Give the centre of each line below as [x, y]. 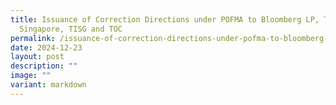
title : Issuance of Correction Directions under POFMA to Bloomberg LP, [165, 19]
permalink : [33, 38]
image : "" [31, 76]
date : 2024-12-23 [46, 47]
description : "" [44, 66]
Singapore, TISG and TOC [71, 29]
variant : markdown [48, 85]
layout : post [37, 57]
